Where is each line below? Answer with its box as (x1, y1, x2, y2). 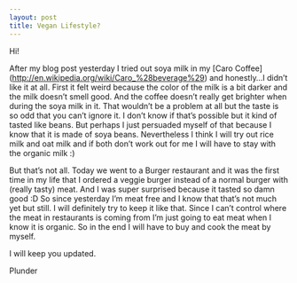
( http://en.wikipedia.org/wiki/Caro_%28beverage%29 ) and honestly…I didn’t (9, 72, 288, 83)
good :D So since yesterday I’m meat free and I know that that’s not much (9, 193, 277, 204)
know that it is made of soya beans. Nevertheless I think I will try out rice (9, 129, 275, 139)
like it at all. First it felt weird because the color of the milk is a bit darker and (9, 82, 288, 92)
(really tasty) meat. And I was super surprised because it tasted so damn (9, 184, 275, 194)
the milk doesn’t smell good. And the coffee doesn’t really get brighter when (9, 90, 287, 102)
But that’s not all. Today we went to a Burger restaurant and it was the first (9, 165, 280, 176)
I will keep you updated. (9, 248, 97, 258)
